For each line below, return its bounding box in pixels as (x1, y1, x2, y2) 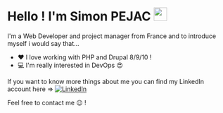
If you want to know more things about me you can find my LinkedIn (7, 77, 205, 85)
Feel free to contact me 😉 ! (7, 98, 87, 107)
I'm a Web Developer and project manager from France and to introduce (7, 32, 217, 40)
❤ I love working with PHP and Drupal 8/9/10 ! (17, 53, 152, 61)
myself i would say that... (7, 39, 79, 47)
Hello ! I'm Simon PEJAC (7, 8, 151, 25)
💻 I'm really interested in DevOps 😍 (17, 61, 123, 69)
